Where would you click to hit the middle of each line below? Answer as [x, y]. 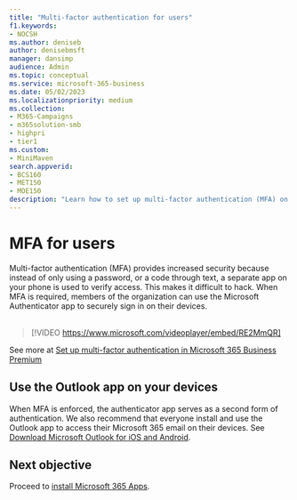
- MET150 [25, 183]
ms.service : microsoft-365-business [77, 84]
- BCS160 [25, 174]
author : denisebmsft [48, 51]
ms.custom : [29, 149]
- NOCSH [24, 34]
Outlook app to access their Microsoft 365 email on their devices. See [137, 427]
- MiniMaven [31, 158]
